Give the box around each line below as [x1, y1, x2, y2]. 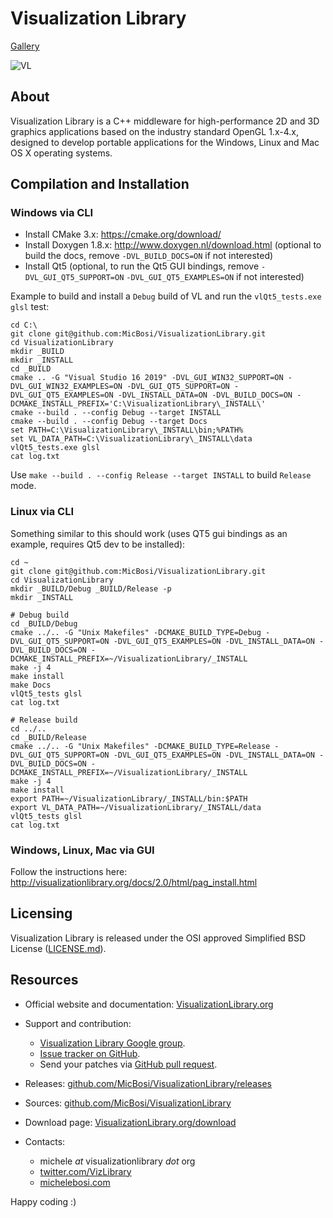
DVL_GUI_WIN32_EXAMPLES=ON [10, 382, 123, 392]
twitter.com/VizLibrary [39, 1165, 132, 1177]
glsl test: [10, 301, 50, 313]
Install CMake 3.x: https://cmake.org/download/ [24, 228, 222, 241]
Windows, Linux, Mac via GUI [10, 843, 155, 857]
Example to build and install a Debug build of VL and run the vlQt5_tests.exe [10, 290, 322, 302]
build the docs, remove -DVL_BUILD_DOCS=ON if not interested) [24, 250, 274, 262]
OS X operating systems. [10, 147, 113, 159]
